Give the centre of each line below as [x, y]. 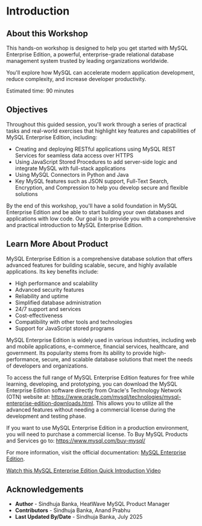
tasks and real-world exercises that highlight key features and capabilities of [101, 131]
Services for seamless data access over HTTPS [74, 155]
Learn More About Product [57, 244]
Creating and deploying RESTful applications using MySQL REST [95, 149]
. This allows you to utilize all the [133, 403]
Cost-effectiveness [39, 315]
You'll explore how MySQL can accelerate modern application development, [100, 73]
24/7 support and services [48, 309]
